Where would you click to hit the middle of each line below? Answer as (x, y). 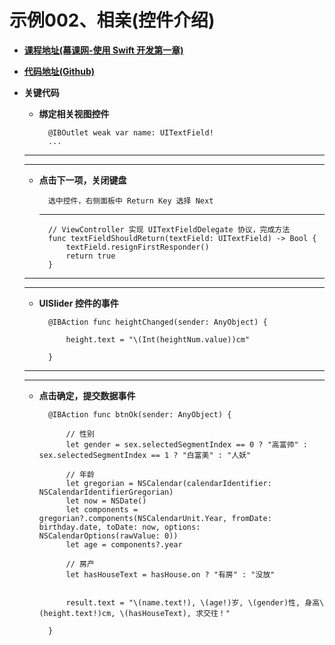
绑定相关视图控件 (74, 113)
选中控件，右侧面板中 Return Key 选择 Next (130, 201)
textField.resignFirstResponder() (137, 247)
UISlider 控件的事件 (78, 303)
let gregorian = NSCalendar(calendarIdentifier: (168, 483)
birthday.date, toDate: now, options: (119, 527)
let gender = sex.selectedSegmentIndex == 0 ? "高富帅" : (186, 444)
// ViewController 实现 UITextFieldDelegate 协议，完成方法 (169, 229)
